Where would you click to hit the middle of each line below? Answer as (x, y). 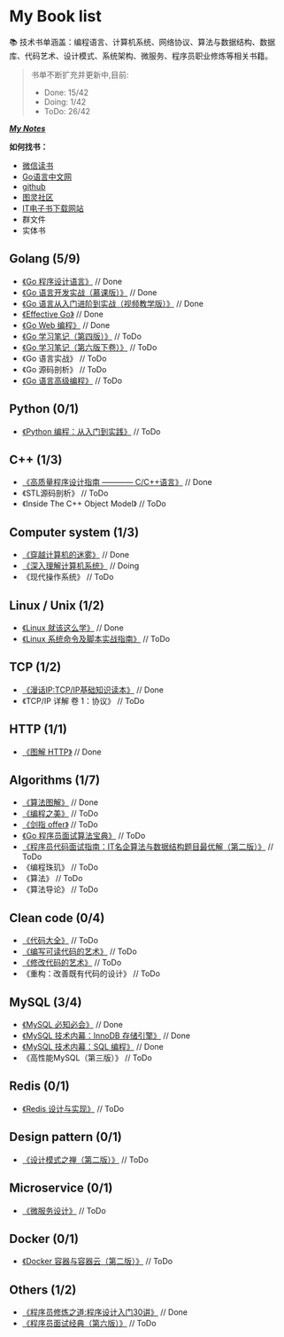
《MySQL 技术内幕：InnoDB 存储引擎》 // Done (106, 1036)
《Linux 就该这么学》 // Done (73, 628)
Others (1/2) (43, 1290)
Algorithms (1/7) (54, 781)
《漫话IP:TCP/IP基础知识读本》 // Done (92, 690)
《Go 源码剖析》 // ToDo (64, 369)
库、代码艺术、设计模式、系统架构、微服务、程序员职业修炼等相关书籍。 (141, 56)
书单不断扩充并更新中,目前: (80, 74)
